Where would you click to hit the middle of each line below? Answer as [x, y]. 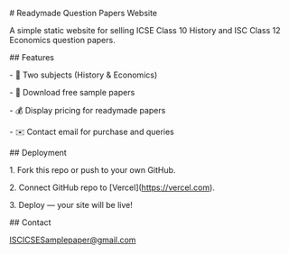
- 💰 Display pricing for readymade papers [88, 110]
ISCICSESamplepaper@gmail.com [73, 240]
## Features [32, 57]
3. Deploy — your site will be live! [71, 205]
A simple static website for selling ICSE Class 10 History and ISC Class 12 [145, 30]
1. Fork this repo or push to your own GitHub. [93, 170]
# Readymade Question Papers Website [84, 13]
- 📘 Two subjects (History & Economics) [84, 75]
